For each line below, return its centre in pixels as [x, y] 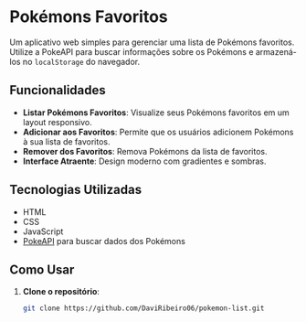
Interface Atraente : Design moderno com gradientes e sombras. [144, 161]
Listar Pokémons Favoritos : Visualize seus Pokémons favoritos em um [156, 113]
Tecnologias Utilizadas [76, 190]
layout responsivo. [58, 122]
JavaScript [43, 231]
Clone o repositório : [61, 292]
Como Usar [42, 269]
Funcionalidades [58, 90]
